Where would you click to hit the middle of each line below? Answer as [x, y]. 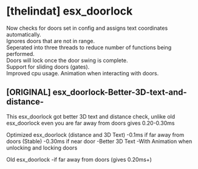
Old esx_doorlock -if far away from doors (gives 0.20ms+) [79, 159]
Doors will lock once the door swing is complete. [67, 60]
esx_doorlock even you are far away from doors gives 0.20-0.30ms [90, 123]
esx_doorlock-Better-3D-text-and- [120, 92]
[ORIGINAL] [29, 92]
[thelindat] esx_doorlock [70, 11]
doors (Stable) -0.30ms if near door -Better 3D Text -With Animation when [99, 141]
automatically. [24, 34]
